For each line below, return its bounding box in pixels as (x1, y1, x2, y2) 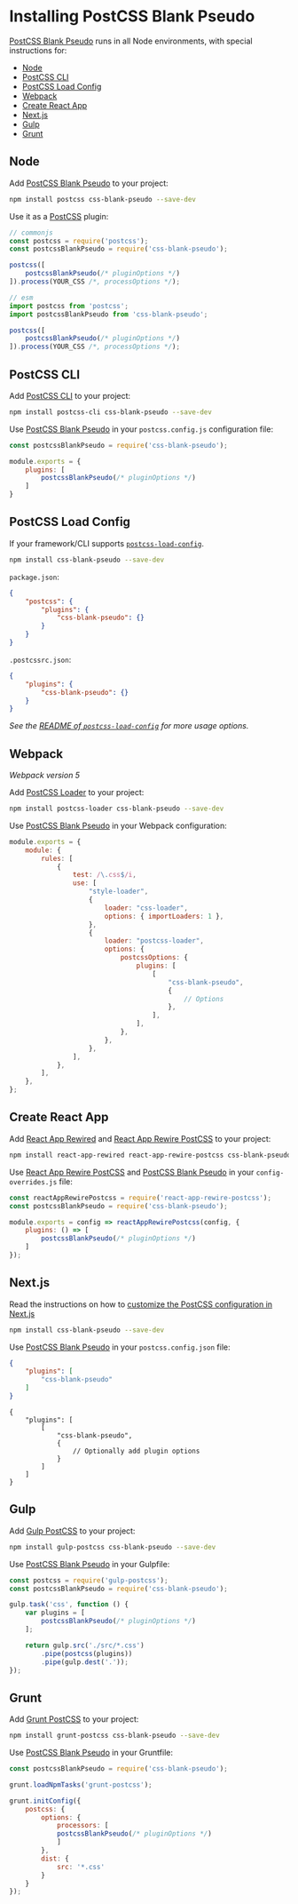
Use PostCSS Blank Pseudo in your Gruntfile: (9, 1748, 174, 1758)
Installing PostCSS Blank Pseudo (9, 6, 255, 27)
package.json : (9, 571, 59, 582)
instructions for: (9, 44, 67, 55)
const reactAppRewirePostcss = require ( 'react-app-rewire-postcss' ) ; (9, 1193, 272, 1202)
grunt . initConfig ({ (9, 1796, 82, 1805)
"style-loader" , (88, 887, 149, 896)
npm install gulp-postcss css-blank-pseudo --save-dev (9, 1542, 216, 1551)
